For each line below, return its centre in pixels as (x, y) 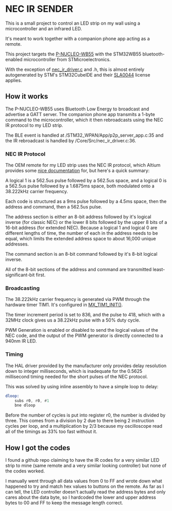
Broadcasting (23, 288)
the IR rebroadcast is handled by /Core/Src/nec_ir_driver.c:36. (71, 140)
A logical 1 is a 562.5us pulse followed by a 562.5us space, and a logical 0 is (86, 181)
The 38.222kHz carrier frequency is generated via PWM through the (78, 299)
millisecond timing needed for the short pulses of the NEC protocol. (77, 376)
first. (41, 275)
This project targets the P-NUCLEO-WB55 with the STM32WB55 (73, 54)
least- (159, 270)
